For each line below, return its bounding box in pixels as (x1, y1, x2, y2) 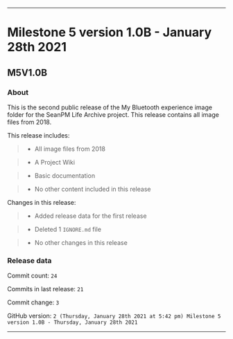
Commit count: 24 (7, 271, 58, 280)
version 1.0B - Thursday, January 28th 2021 (7, 319, 138, 326)
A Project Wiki (34, 158, 75, 166)
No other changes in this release (34, 238, 128, 246)
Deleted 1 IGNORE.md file (34, 225, 102, 233)
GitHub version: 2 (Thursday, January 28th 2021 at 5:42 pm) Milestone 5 (7, 312, 221, 320)
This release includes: (7, 131, 70, 139)
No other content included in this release (34, 185, 151, 193)
